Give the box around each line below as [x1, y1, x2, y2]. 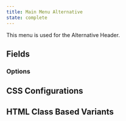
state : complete [6, 15, 47, 21]
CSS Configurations [6, 86, 83, 96]
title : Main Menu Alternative [6, 9, 83, 15]
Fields [6, 49, 30, 59]
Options [6, 67, 30, 75]
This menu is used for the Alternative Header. [6, 31, 121, 38]
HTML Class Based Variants [6, 106, 114, 117]
